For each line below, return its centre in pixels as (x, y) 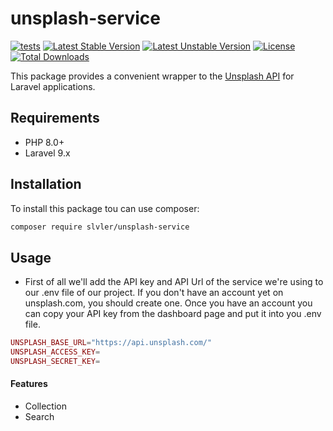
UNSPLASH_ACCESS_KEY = (55, 352)
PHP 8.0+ (44, 142)
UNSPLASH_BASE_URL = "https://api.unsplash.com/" (111, 343)
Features (29, 384)
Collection (45, 406)
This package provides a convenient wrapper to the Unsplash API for (152, 76)
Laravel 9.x (47, 153)
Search (39, 417)
